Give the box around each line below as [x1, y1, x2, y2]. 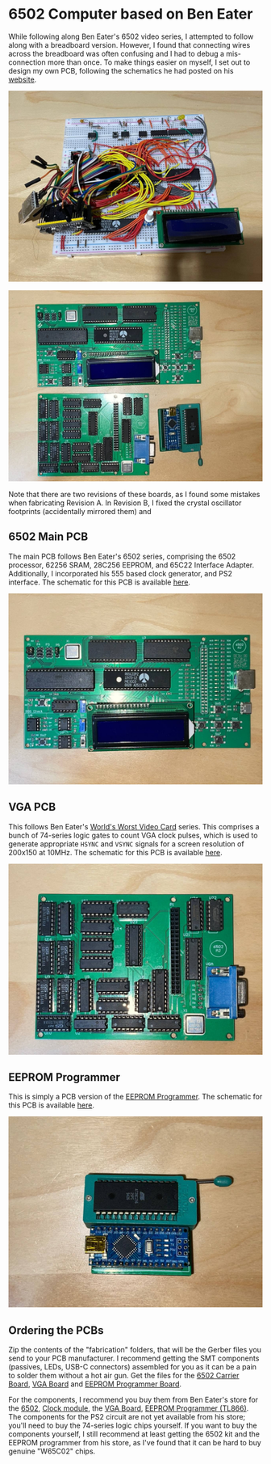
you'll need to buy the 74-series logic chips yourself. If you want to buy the [8, 1420, 257, 1431]
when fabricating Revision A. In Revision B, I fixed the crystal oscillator [8, 498, 242, 508]
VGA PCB [8, 800, 56, 814]
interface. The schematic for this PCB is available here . [8, 577, 191, 587]
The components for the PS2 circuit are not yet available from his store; [8, 1412, 246, 1422]
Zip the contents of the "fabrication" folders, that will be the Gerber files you [8, 1345, 262, 1355]
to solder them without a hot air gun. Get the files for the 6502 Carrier [8, 1371, 240, 1381]
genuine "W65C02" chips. [8, 1446, 96, 1456]
